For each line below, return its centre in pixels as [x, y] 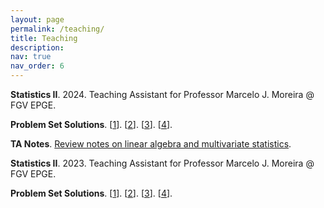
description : [37, 47]
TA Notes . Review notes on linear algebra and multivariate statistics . [151, 144]
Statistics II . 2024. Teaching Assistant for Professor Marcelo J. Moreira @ [162, 94]
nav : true [31, 57]
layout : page [37, 19]
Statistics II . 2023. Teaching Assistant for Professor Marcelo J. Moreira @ [162, 163]
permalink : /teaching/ [57, 29]
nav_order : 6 [37, 66]
